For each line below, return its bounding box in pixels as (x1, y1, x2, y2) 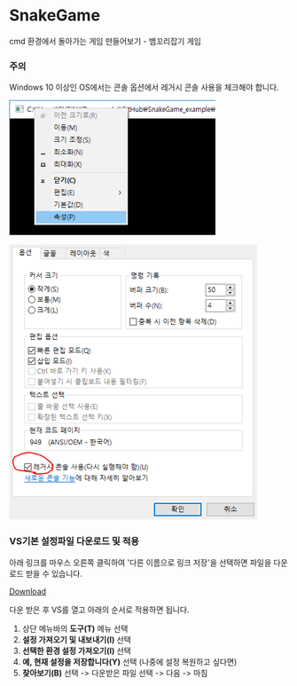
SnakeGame (9, 5, 100, 26)
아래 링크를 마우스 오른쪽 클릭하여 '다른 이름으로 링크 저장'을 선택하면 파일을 (9, 556, 272, 568)
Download (9, 586, 47, 596)
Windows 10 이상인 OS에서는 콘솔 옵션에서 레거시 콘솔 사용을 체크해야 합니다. (9, 82, 279, 93)
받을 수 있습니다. (25, 568, 82, 579)
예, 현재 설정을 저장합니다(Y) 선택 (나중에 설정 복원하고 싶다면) (21, 656, 238, 666)
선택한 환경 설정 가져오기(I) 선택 (21, 645, 131, 656)
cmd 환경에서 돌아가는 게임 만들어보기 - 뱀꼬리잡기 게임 (9, 35, 202, 46)
